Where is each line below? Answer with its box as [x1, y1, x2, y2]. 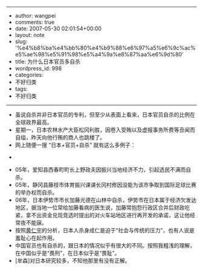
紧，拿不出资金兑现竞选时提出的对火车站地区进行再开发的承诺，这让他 [14, 212, 190, 218]
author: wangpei [14, 12, 56, 19]
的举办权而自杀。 [14, 189, 58, 196]
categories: [14, 71, 43, 78]
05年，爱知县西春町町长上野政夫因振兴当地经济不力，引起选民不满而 [14, 166, 186, 173]
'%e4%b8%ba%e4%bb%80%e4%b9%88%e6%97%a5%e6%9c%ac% [14, 44, 196, 52]
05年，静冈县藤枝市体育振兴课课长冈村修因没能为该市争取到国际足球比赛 [14, 181, 196, 188]
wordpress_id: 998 [14, 65, 62, 72]
